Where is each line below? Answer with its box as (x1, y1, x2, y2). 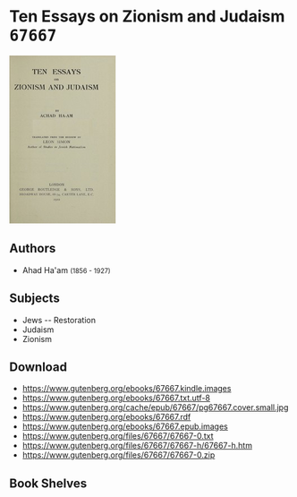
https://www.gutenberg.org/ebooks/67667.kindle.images (21, 383, 232, 394)
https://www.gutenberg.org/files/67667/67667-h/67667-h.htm (21, 441, 253, 451)
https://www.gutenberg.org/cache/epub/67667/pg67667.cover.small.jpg (21, 402, 289, 413)
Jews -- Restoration (21, 314, 97, 325)
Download (9, 359, 67, 374)
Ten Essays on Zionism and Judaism (9, 6, 285, 27)
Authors (9, 241, 56, 256)
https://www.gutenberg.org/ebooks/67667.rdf (21, 412, 191, 423)
